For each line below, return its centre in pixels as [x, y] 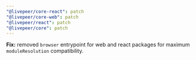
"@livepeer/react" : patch [38, 22]
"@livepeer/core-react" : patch [45, 11]
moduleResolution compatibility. [45, 51]
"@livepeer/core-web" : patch [42, 17]
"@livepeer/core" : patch [37, 28]
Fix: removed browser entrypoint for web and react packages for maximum [98, 45]
